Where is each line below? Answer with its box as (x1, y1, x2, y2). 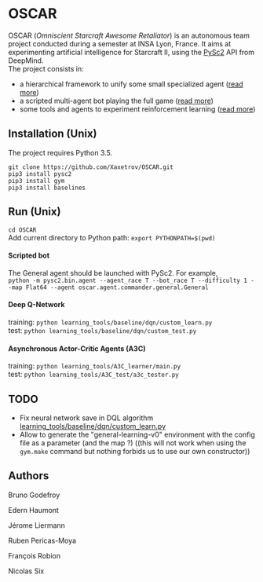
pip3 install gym (8, 177, 65, 185)
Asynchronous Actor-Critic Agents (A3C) (8, 343, 147, 353)
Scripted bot (8, 251, 49, 260)
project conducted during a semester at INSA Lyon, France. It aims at (8, 38, 232, 48)
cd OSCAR (8, 225, 37, 234)
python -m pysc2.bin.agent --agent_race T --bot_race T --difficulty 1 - (8, 276, 255, 284)
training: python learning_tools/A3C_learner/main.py (8, 361, 181, 371)
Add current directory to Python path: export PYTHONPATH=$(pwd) (8, 232, 216, 242)
